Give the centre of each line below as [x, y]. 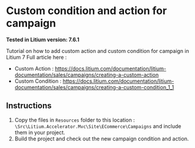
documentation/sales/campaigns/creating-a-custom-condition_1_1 [94, 87]
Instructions [29, 106]
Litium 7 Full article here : [36, 57]
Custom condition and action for [87, 11]
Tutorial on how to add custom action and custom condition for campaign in [97, 51]
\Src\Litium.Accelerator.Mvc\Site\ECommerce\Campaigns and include [98, 126]
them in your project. [40, 132]
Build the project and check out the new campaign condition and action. [102, 139]
